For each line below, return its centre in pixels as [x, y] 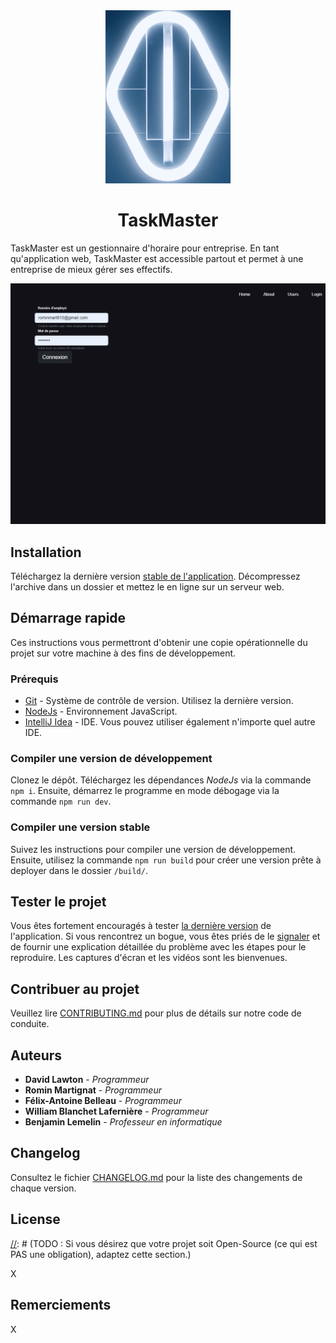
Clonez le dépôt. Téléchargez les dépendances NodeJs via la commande [161, 780]
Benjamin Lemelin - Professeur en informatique [123, 1122]
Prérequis [34, 679]
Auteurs [36, 1055]
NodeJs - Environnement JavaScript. [101, 711]
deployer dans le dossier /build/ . [79, 870]
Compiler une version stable [80, 827]
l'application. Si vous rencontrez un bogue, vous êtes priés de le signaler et [165, 936]
